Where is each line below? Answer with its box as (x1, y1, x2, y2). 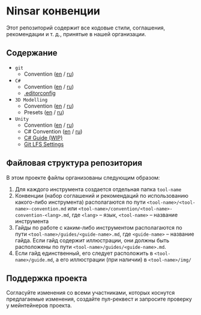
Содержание (6, 48, 58, 58)
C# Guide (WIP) (23, 134, 63, 141)
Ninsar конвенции (6, 4, 101, 18)
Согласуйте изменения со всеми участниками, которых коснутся (6, 289, 175, 296)
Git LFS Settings (23, 140, 64, 148)
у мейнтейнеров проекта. (6, 302, 72, 309)
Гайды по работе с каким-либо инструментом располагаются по (14, 224, 183, 231)
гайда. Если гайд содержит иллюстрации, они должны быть (14, 236, 170, 244)
